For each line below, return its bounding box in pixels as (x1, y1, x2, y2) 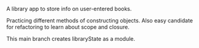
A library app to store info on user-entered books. (6, 5, 132, 12)
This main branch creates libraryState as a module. (6, 35, 136, 42)
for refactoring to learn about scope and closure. (6, 24, 130, 30)
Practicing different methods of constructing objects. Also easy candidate (6, 17, 193, 24)
